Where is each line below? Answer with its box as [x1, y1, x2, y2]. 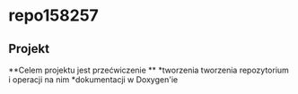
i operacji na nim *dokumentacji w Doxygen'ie [8, 74, 179, 85]
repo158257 [8, 5, 100, 26]
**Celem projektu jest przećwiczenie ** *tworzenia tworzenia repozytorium [8, 64, 289, 75]
